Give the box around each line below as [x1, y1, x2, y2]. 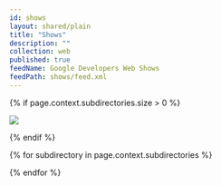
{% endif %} [9, 132, 56, 142]
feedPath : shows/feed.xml [9, 73, 107, 82]
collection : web [9, 47, 71, 56]
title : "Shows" [9, 30, 67, 39]
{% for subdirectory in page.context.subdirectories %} [9, 149, 213, 160]
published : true [9, 55, 71, 64]
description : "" [9, 38, 71, 48]
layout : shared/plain [9, 22, 91, 31]
